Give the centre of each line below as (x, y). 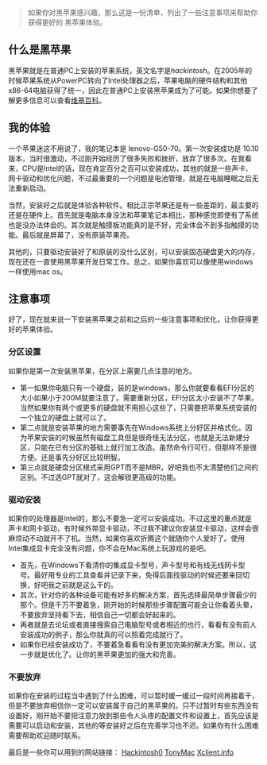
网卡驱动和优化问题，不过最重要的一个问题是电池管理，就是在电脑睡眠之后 (130, 178)
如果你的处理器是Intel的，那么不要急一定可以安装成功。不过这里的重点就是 (130, 519)
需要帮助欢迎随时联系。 (46, 736)
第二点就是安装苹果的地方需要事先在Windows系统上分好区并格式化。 (132, 427)
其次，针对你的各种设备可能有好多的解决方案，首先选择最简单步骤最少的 (138, 595)
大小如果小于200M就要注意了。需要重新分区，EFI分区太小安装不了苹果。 (139, 397)
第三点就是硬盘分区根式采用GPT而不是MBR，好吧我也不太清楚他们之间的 (139, 467)
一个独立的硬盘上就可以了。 (65, 417)
